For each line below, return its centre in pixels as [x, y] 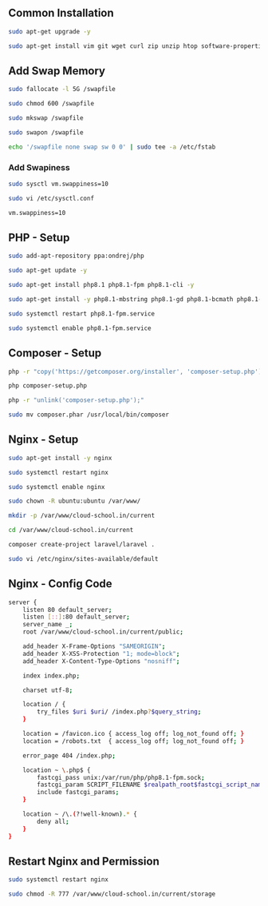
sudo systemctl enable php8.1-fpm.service [80, 328]
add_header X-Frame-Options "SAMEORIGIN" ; [94, 646]
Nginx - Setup [43, 440]
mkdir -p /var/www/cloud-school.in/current [82, 516]
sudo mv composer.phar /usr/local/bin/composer [89, 415]
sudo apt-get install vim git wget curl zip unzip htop [103, 46]
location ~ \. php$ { [57, 770]
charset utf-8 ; [48, 690]
